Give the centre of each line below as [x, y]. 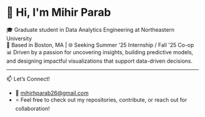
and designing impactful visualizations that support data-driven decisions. [99, 61]
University [19, 38]
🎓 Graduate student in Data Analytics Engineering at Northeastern [91, 29]
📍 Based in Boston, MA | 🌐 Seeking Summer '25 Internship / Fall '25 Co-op [100, 44]
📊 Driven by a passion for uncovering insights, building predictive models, [100, 52]
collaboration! [32, 108]
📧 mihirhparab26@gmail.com [52, 93]
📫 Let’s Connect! [28, 79]
